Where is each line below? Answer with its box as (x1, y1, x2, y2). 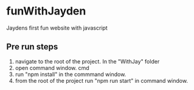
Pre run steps (6, 42, 58, 52)
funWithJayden (6, 4, 86, 18)
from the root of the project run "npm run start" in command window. (15, 77, 189, 84)
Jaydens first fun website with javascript (6, 24, 108, 31)
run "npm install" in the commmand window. (15, 71, 126, 78)
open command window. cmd (15, 64, 89, 71)
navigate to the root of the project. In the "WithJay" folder (15, 57, 160, 65)
